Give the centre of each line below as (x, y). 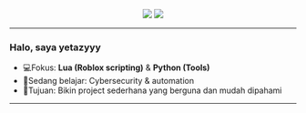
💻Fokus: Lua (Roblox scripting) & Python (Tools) (116, 67)
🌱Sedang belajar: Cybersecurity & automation (108, 81)
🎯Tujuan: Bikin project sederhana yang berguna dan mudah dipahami (152, 90)
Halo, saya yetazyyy (56, 47)
